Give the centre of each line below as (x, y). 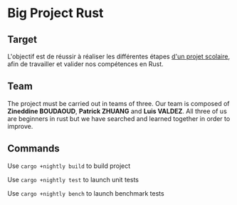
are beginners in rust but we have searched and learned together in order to (119, 118)
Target (22, 40)
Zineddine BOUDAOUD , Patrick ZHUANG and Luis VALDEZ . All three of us (117, 111)
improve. (20, 126)
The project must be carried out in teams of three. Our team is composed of (118, 103)
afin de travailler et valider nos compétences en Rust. (85, 64)
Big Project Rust (56, 13)
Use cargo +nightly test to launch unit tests (73, 179)
